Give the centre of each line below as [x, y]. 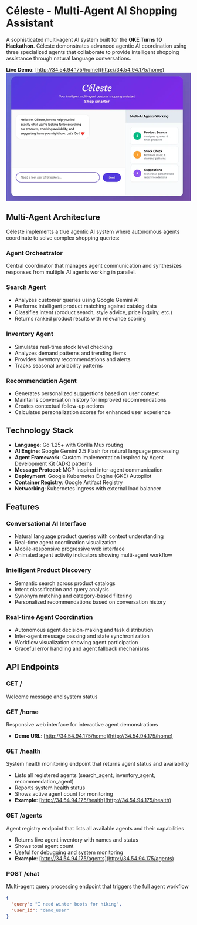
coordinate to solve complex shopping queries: [63, 238]
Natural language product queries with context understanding [89, 536]
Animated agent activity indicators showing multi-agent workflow [93, 555]
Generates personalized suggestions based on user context [87, 393]
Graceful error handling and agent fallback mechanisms [82, 649]
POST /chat [23, 873]
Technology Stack [40, 431]
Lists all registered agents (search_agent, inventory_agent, [85, 775]
